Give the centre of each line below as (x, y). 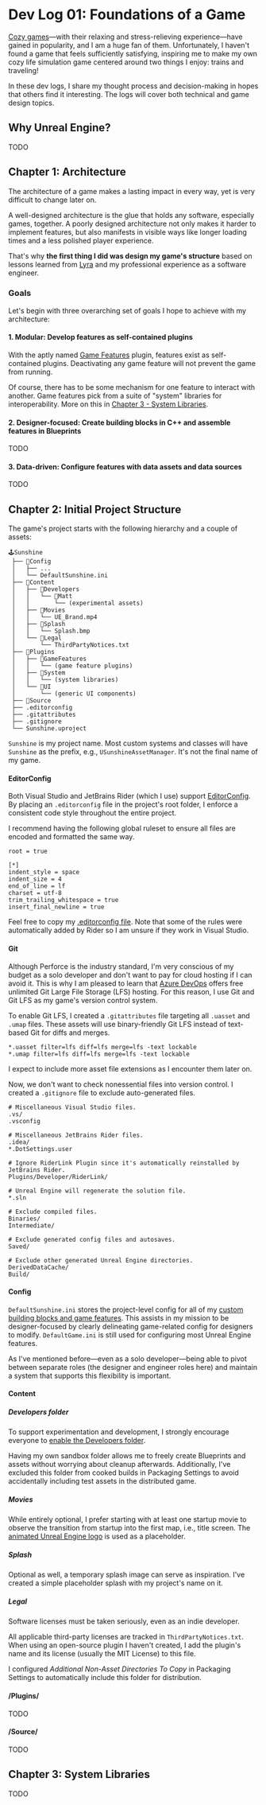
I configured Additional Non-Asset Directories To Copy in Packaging (120, 1669)
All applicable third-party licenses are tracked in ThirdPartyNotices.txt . (126, 1637)
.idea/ (19, 1142)
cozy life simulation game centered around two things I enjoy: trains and (126, 62)
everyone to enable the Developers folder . (77, 1441)
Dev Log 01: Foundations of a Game (127, 15)
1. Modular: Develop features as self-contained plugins (100, 337)
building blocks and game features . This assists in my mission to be (119, 1317)
